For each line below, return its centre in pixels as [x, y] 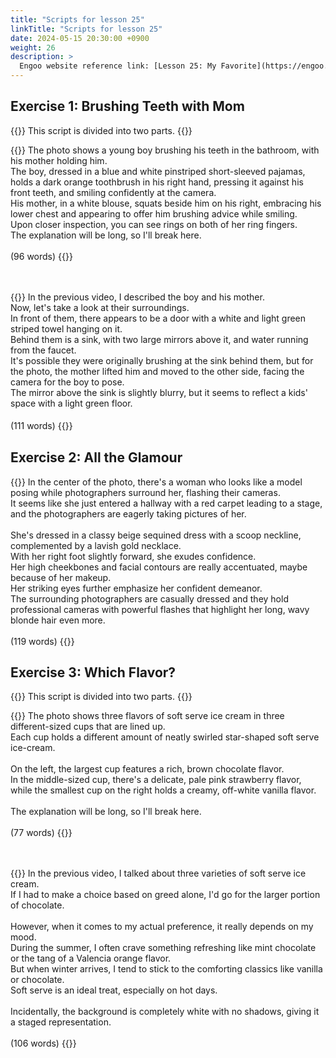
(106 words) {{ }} [43, 1043]
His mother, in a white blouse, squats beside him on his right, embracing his [166, 203]
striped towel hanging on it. [66, 328]
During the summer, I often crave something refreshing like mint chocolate [163, 948]
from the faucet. [43, 350]
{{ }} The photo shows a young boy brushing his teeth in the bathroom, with [165, 150]
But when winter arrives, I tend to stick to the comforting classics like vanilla [166, 969]
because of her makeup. [61, 577]
